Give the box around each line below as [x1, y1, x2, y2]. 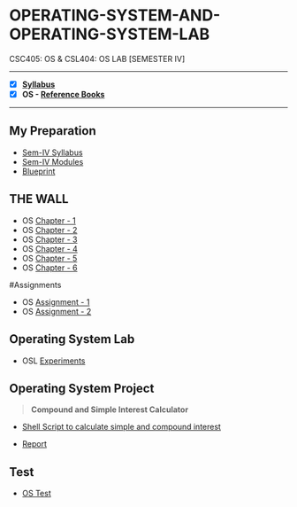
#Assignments [9, 279, 62, 290]
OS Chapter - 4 [21, 243, 78, 253]
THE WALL [9, 191, 69, 207]
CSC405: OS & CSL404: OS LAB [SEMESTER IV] [9, 53, 186, 64]
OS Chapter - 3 [21, 234, 78, 245]
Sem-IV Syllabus [21, 147, 83, 158]
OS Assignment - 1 [21, 296, 90, 307]
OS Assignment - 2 [21, 306, 92, 316]
